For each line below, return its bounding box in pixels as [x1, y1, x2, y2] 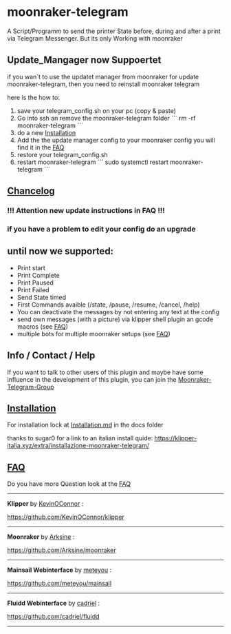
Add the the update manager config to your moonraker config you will [16, 136, 215, 144]
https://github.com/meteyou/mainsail [7, 580, 112, 588]
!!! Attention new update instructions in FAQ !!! [7, 206, 165, 216]
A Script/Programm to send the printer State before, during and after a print [7, 27, 221, 35]
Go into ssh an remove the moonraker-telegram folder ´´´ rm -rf [16, 114, 196, 122]
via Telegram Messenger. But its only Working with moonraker [7, 34, 184, 42]
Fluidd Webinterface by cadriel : [7, 599, 100, 607]
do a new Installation [16, 128, 76, 136]
